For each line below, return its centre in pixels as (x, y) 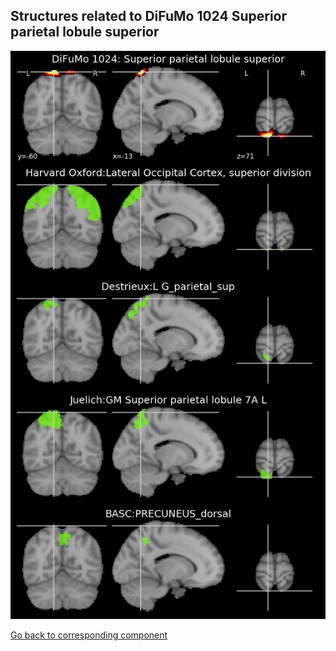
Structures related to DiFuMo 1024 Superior (149, 16)
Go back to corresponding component (89, 635)
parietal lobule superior (85, 32)
